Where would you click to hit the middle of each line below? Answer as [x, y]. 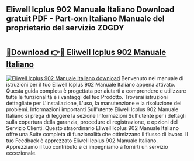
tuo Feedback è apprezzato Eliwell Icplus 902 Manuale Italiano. [82, 141]
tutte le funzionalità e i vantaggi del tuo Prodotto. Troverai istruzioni [87, 97]
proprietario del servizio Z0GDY [65, 28]
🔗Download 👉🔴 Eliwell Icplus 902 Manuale [86, 52]
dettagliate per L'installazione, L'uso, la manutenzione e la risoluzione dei [94, 103]
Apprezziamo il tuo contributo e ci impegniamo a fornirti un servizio [87, 147]
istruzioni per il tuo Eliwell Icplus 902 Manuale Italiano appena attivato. [91, 85]
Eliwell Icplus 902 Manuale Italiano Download [90, 10]
